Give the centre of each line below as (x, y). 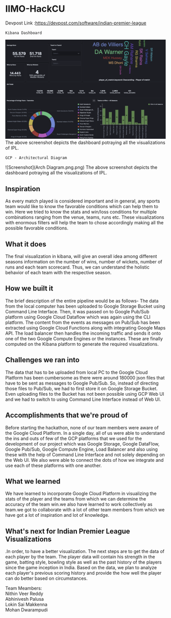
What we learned (33, 481)
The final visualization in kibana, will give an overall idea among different (81, 256)
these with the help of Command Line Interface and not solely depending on (85, 454)
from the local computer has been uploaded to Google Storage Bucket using (85, 306)
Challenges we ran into (42, 360)
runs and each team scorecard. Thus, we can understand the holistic (77, 267)
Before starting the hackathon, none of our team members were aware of (82, 427)
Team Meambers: (24, 588)
